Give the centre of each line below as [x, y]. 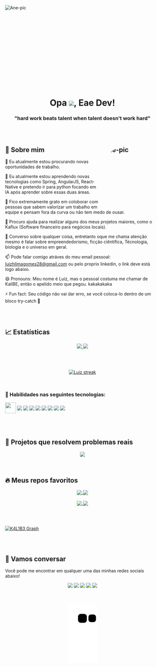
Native [12, 187]
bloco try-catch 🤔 [23, 301]
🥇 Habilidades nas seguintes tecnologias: [55, 394]
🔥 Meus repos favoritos [42, 480]
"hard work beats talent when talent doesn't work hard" [82, 118]
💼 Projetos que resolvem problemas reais [69, 442]
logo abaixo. [18, 269]
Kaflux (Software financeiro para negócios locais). [56, 227]
